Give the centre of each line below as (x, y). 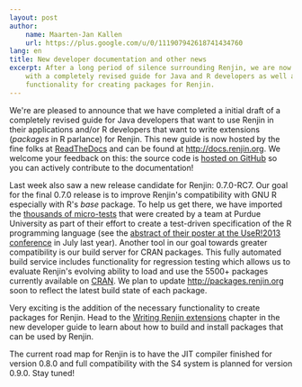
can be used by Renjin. (52, 336)
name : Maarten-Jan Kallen (74, 34)
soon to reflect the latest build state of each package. (108, 290)
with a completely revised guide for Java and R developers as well (156, 76)
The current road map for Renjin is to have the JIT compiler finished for (141, 354)
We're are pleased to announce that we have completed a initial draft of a (145, 110)
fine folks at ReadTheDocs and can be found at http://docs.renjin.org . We (145, 148)
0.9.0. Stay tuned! (42, 373)
